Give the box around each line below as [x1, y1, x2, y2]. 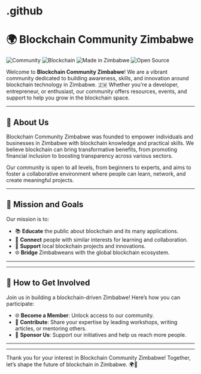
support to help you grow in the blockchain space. [6, 94, 130, 101]
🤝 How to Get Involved [6, 278, 90, 288]
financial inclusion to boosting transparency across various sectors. [6, 152, 173, 159]
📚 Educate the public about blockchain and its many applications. [14, 227, 179, 234]
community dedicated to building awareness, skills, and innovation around [6, 75, 190, 82]
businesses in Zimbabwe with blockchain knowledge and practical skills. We [6, 139, 194, 146]
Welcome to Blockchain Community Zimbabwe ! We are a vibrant [6, 68, 168, 76]
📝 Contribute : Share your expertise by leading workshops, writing [14, 318, 178, 325]
